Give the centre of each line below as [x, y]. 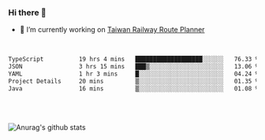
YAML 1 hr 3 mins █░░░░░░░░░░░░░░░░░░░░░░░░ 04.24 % [134, 74]
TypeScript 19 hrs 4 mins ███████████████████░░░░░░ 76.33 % [134, 59]
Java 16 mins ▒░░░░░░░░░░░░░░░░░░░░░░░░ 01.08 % [134, 88]
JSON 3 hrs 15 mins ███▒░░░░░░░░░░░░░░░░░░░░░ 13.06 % [134, 67]
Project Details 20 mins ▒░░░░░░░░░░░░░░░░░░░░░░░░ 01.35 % [134, 81]
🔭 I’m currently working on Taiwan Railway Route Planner [112, 30]
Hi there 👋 [28, 13]
